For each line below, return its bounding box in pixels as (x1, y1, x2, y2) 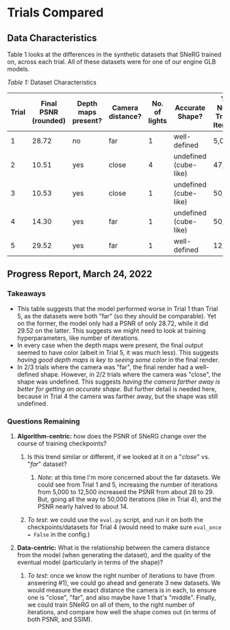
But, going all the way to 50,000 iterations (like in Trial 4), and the (37, 495, 222, 503)
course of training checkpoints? (16, 439, 107, 447)
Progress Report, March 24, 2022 (7, 268, 153, 280)
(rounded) (31, 116, 66, 125)
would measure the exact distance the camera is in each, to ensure (27, 585, 217, 594)
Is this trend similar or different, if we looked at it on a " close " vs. (27, 452, 210, 460)
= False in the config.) (27, 530, 90, 538)
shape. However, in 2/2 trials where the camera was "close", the (40, 370, 221, 378)
